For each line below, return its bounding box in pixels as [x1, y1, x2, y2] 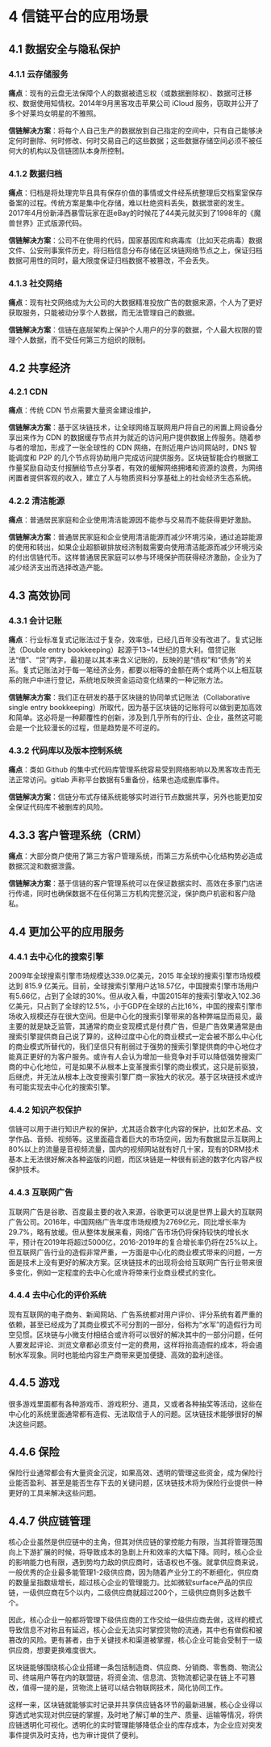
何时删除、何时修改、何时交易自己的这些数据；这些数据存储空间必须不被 [15, 135, 256, 146]
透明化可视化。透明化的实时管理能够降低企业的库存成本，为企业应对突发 [22, 1720, 263, 1730]
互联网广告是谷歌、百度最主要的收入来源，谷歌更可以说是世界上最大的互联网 [8, 1207, 263, 1216]
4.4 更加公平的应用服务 [8, 924, 124, 938]
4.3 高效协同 [8, 588, 71, 603]
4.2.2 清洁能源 [8, 495, 65, 506]
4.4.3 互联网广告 [8, 1187, 73, 1198]
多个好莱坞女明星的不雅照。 [8, 108, 101, 118]
